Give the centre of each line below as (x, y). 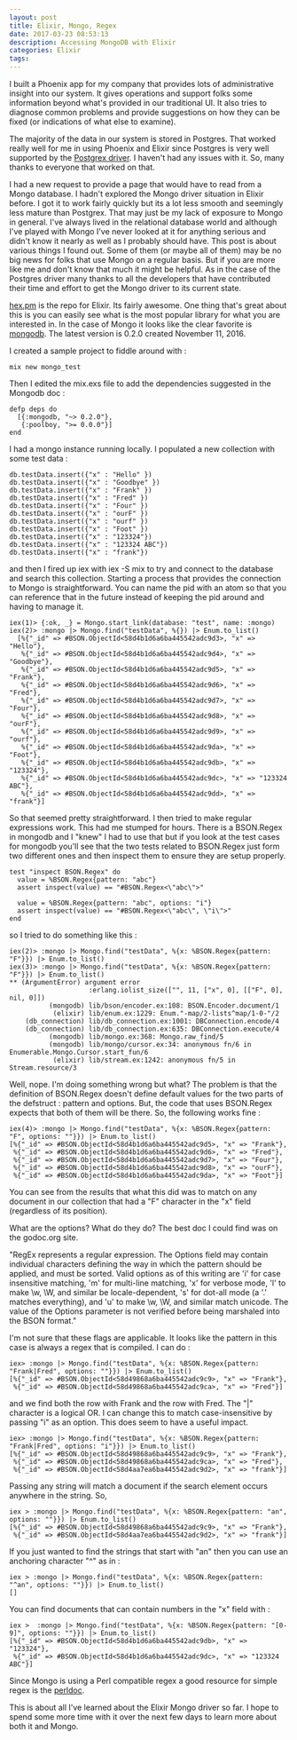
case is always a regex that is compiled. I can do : (100, 1347)
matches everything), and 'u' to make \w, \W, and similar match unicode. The (149, 1302)
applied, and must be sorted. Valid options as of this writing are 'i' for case (145, 1273)
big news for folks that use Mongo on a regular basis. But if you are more (142, 260)
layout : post (33, 17)
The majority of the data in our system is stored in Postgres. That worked (143, 139)
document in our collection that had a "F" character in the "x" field (130, 1201)
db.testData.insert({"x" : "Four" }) (79, 506)
